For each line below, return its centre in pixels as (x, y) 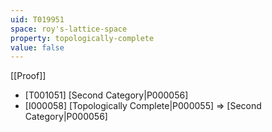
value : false (37, 47)
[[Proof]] (28, 76)
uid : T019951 (37, 19)
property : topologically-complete (82, 38)
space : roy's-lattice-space (69, 29)
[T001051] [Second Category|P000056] (106, 95)
